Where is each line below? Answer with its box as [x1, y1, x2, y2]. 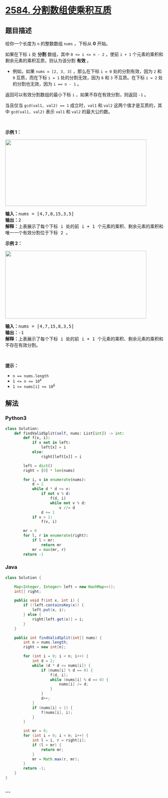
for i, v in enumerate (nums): [23, 477, 86, 482]
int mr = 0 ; [23, 728, 49, 733]
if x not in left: [32, 440, 71, 445]
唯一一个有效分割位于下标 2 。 [5, 230, 71, 235]
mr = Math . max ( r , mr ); [32, 757, 80, 762]
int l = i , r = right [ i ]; [32, 738, 86, 743]
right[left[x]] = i [41, 454, 82, 459]
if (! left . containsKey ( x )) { [23, 603, 84, 608]
